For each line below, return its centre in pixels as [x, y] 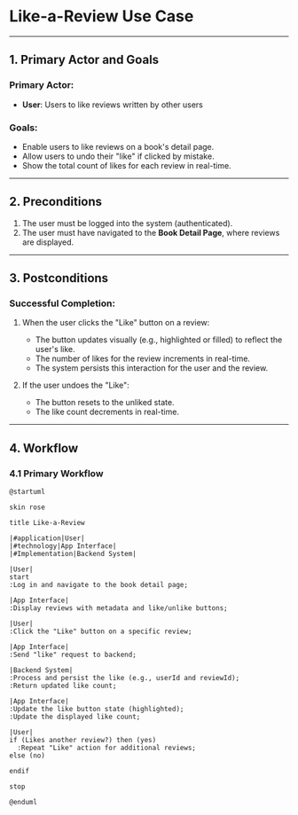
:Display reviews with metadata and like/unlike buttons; [118, 608]
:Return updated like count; [63, 686]
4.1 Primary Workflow [56, 474]
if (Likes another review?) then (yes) [83, 741]
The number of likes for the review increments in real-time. [143, 359]
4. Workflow [44, 448]
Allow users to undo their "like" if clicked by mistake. [118, 156]
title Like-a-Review [47, 523]
